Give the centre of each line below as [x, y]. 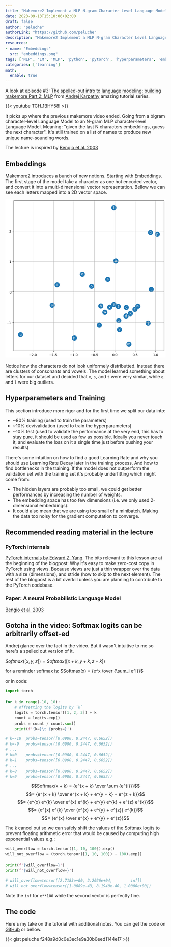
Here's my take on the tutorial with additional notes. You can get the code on [85, 924]
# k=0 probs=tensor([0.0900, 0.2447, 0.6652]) [59, 755]
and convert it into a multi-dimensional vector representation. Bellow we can [85, 187]
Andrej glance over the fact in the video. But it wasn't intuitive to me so [79, 646]
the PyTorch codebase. [30, 585]
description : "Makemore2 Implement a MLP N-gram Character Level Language [86, 38]
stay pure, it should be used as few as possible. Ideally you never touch [88, 437]
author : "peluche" [25, 27]
